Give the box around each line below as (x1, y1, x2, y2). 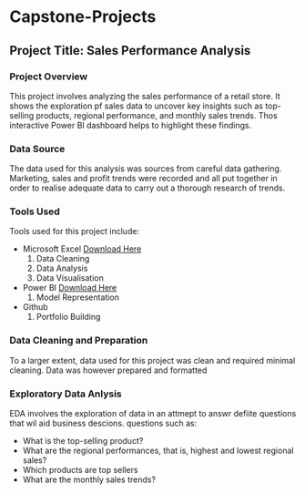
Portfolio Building (36, 312, 101, 323)
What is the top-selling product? (22, 436, 144, 447)
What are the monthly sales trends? (22, 474, 157, 485)
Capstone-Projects (9, 6, 157, 27)
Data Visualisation (36, 273, 105, 283)
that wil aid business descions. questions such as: (9, 417, 198, 429)
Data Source (9, 142, 66, 155)
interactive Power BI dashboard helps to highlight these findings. (9, 119, 252, 130)
